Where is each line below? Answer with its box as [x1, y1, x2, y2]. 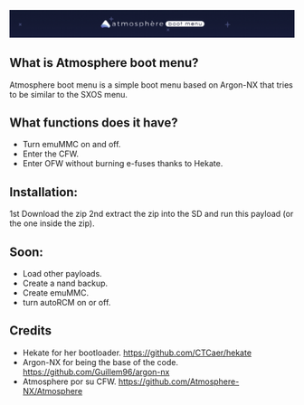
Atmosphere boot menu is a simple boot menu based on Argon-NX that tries [9, 79, 294, 90]
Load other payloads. [22, 268, 102, 278]
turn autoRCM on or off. [22, 297, 111, 307]
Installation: [9, 184, 79, 200]
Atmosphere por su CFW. [22, 376, 117, 387]
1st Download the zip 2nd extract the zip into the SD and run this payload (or [9, 209, 294, 220]
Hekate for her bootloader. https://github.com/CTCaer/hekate [22, 347, 252, 358]
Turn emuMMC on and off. [22, 139, 121, 150]
